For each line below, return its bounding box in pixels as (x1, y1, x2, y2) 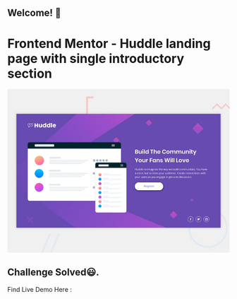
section (7, 65, 53, 81)
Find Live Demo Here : (7, 285, 73, 293)
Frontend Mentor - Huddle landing (7, 35, 211, 52)
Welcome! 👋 (7, 7, 61, 19)
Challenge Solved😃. (7, 266, 99, 279)
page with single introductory (7, 50, 185, 66)
